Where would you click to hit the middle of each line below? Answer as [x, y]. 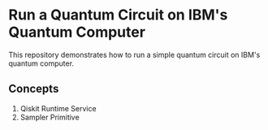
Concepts [34, 89]
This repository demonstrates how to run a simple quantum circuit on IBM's [134, 54]
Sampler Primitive [50, 117]
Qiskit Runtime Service [58, 108]
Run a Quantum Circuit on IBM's [118, 15]
